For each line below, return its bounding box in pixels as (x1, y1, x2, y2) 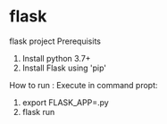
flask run (21, 106, 55, 117)
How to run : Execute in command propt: (9, 79, 158, 90)
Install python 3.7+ (21, 53, 91, 63)
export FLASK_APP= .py (21, 96, 109, 108)
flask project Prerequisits (9, 36, 101, 46)
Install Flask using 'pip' (21, 62, 107, 73)
